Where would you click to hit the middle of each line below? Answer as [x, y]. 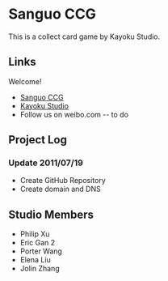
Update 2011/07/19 [46, 163]
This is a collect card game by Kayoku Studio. [84, 36]
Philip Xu [35, 234]
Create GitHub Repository [63, 181]
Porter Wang [41, 251]
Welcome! [25, 81]
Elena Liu [35, 260]
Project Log [38, 140]
